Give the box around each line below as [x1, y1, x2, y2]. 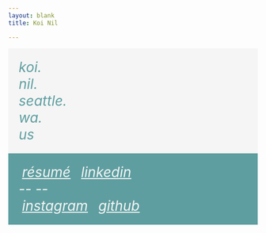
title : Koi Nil [8, 19, 59, 27]
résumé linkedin [21, 163, 132, 181]
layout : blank [8, 11, 55, 20]
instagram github [21, 197, 140, 215]
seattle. [18, 92, 67, 109]
